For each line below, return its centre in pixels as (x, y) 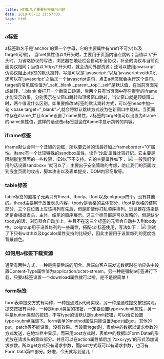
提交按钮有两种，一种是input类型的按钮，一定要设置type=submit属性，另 (79, 309)
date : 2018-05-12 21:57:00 (32, 14)
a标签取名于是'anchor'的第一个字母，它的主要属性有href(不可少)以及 (74, 48)
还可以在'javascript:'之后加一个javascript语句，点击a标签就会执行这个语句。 (81, 79)
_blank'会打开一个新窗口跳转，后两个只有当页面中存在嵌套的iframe (91, 91)
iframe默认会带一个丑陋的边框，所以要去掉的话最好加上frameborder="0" (78, 147)
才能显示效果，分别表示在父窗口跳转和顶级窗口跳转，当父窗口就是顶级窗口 (80, 97)
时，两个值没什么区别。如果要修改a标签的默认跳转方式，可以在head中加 (78, 103)
